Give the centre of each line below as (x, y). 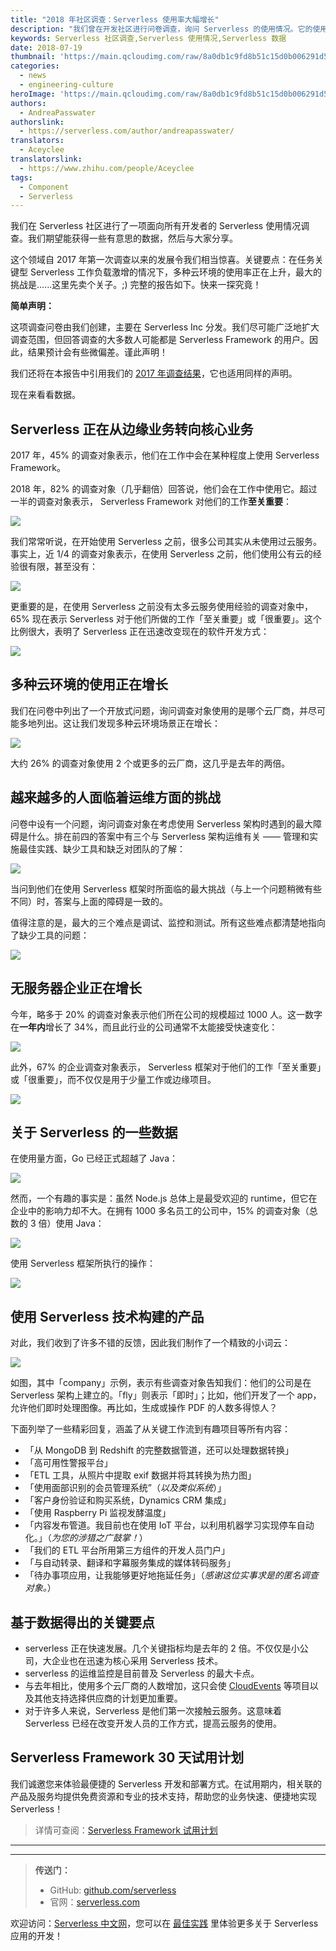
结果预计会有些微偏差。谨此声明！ (97, 352)
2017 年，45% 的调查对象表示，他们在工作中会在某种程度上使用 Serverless (165, 455)
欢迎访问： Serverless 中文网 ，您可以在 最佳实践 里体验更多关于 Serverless (164, 1923)
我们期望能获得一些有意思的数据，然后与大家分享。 (132, 238)
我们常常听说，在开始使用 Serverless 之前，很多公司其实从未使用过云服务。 (166, 542)
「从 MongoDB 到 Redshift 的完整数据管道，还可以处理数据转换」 (159, 1450)
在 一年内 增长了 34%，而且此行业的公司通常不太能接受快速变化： (144, 1027)
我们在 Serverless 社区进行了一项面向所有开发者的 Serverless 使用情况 (156, 226)
